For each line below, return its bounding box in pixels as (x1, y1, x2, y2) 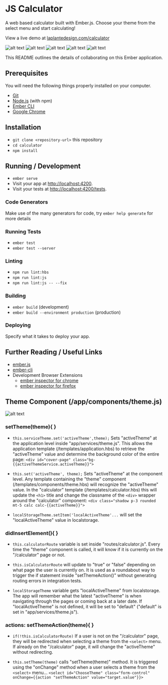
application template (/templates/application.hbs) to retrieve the (12, 446, 145, 452)
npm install (12, 148, 38, 153)
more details (5, 215, 31, 221)
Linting (5, 257, 23, 264)
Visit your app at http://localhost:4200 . (12, 180, 93, 187)
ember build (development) (12, 304, 69, 310)
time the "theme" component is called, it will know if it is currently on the (12, 547, 163, 553)
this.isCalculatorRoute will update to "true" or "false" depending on (12, 562, 156, 568)
